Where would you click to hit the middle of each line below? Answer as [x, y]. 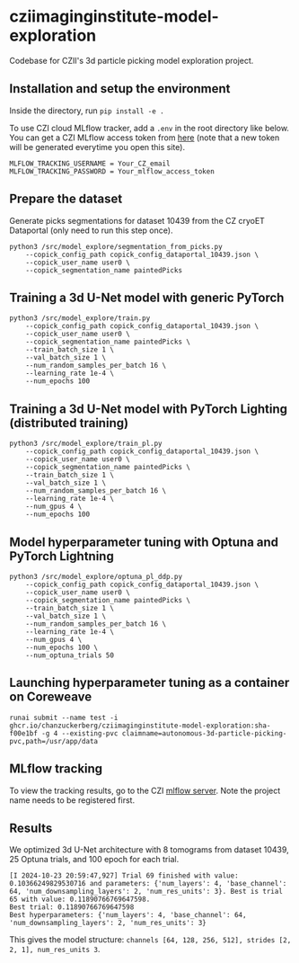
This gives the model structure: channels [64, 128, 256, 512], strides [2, [150, 940]
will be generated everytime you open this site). [97, 147]
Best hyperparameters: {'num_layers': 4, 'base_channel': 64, [128, 915]
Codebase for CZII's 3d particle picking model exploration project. [132, 60]
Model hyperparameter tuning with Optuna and [144, 542]
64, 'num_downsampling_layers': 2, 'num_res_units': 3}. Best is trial [146, 892]
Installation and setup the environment [120, 89]
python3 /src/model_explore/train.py [80, 318]
